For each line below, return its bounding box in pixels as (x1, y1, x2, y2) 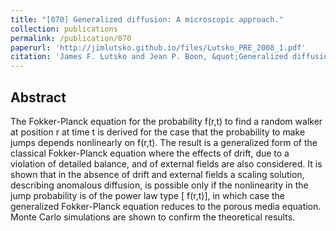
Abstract (10, 89, 67, 106)
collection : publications (10, 24, 118, 34)
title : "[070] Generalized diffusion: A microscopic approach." (10, 14, 284, 25)
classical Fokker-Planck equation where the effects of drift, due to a (10, 147, 290, 159)
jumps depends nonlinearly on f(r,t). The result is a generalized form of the (10, 136, 318, 148)
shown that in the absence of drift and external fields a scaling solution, (10, 168, 305, 180)
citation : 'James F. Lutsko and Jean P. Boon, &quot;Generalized (10, 52, 288, 62)
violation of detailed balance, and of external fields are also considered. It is (10, 157, 323, 170)
